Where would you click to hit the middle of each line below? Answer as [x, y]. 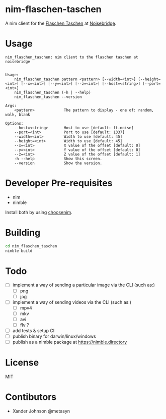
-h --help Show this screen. [58, 159]
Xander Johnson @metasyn [41, 411]
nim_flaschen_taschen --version [48, 97]
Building [23, 233]
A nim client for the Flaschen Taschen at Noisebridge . [61, 23]
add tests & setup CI [33, 330]
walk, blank [18, 115]
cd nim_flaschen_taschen [31, 246]
